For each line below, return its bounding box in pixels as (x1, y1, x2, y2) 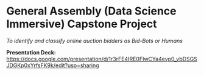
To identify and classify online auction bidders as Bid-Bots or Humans (6, 37, 183, 44)
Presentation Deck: (6, 48, 57, 56)
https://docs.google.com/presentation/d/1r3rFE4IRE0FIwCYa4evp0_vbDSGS (6, 55, 198, 62)
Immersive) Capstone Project (6, 17, 157, 31)
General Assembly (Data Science (6, 4, 177, 18)
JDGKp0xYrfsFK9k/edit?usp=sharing (6, 62, 99, 69)
